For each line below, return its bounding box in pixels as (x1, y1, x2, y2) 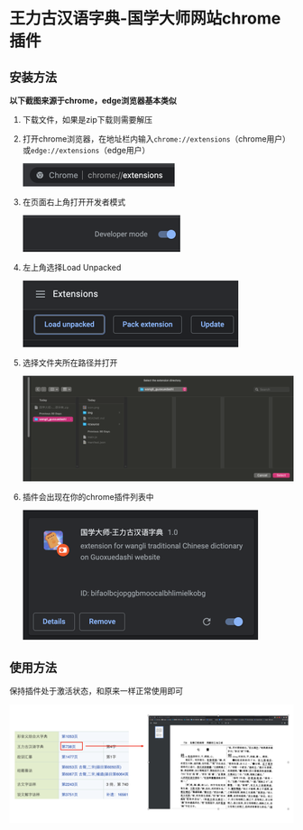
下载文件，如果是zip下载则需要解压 (22, 115, 153, 124)
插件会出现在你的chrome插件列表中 (22, 492, 154, 503)
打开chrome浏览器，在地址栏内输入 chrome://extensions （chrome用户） (22, 134, 291, 144)
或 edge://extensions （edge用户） (22, 145, 151, 155)
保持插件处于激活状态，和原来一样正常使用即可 (9, 685, 183, 696)
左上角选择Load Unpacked (22, 263, 122, 272)
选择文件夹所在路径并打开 (22, 357, 118, 368)
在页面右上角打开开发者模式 (22, 197, 126, 207)
